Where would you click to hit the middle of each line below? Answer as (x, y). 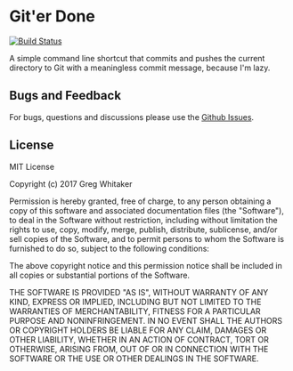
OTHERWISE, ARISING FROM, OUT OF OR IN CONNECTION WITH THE (139, 349)
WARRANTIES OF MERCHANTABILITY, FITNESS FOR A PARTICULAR (135, 311)
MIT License (32, 166)
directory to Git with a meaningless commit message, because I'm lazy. (140, 68)
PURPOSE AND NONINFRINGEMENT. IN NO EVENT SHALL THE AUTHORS (146, 320)
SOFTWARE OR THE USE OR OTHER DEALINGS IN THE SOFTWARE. (134, 359)
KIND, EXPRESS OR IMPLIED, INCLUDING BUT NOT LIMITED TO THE (135, 302)
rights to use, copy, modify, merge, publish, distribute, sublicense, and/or (143, 230)
